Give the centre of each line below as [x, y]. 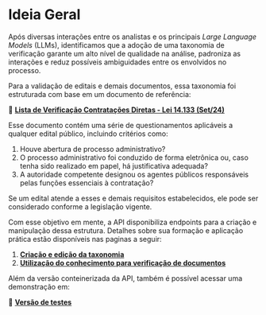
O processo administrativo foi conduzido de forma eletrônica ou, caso [134, 157]
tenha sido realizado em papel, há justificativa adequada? [114, 165]
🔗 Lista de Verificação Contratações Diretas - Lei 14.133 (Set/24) [116, 110]
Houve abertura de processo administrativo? [93, 149]
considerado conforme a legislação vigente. [80, 206]
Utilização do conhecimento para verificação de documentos [123, 262]
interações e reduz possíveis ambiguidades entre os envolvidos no [118, 62]
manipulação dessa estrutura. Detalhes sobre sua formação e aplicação [126, 230]
